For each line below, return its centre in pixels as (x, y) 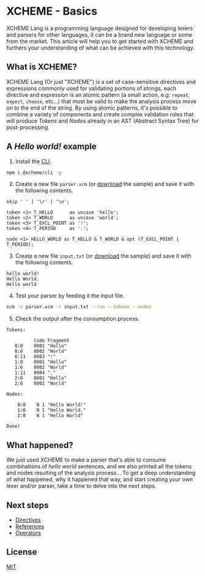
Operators (28, 533)
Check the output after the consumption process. (77, 319)
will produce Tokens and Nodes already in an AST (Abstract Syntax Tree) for (102, 121)
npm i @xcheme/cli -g (34, 173)
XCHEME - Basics (52, 11)
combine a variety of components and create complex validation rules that (100, 114)
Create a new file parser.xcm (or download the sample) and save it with (105, 184)
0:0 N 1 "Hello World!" (52, 405)
